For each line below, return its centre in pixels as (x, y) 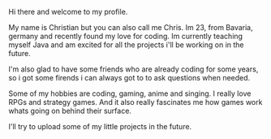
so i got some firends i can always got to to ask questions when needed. (129, 78)
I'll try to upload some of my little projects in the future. (100, 126)
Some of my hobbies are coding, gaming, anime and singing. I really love (130, 93)
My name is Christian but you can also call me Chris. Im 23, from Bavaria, (131, 27)
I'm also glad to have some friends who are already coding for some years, (133, 69)
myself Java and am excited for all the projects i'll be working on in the (127, 45)
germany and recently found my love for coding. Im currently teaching (126, 36)
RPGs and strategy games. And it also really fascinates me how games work (135, 102)
